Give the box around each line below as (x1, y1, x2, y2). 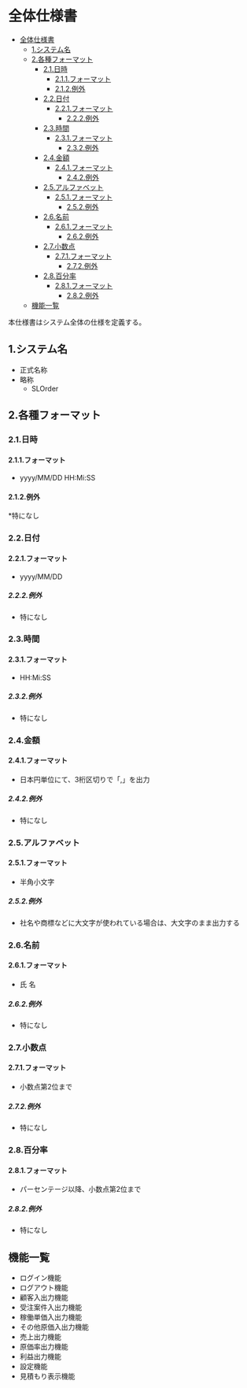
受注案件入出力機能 (19, 1302, 83, 1312)
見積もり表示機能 (19, 1371, 76, 1381)
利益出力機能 (19, 1352, 61, 1361)
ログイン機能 (19, 1273, 61, 1282)
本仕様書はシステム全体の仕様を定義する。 (8, 317, 146, 327)
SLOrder (31, 384, 59, 393)
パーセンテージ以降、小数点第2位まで (19, 1185, 142, 1194)
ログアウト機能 (19, 1282, 68, 1292)
